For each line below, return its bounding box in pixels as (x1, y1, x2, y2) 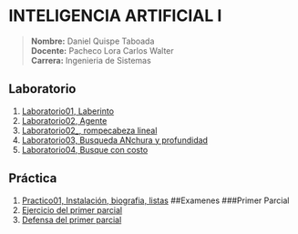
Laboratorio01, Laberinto (21, 106, 115, 117)
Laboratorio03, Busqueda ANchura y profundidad (21, 134, 209, 146)
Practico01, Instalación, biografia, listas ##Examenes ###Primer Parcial (21, 195, 290, 206)
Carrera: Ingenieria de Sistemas (30, 55, 151, 66)
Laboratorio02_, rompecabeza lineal (21, 125, 158, 136)
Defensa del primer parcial (21, 214, 122, 225)
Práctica (8, 170, 57, 187)
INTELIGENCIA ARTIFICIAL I (8, 5, 222, 26)
